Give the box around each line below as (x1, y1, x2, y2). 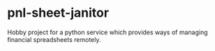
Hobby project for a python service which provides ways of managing (7, 28, 208, 36)
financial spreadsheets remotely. (7, 35, 101, 43)
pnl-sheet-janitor (7, 5, 110, 21)
